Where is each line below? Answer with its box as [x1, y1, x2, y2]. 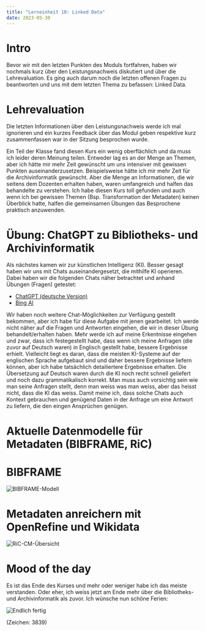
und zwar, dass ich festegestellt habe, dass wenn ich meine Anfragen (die [6, 337, 193, 344]
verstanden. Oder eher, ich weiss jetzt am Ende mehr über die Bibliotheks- [6, 589, 194, 596]
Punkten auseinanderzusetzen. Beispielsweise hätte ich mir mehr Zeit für [6, 167, 191, 175]
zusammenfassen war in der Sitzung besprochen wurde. [6, 136, 149, 143]
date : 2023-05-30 [6, 15, 51, 21]
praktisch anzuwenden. [6, 206, 65, 214]
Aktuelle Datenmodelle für [6, 424, 143, 438]
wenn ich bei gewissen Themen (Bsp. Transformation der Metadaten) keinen [6, 193, 199, 201]
